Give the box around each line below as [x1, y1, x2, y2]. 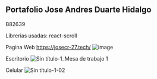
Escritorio [5, 55, 29, 62]
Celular [5, 67, 23, 74]
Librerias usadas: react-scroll [5, 32, 77, 39]
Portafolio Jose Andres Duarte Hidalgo [5, 5, 152, 15]
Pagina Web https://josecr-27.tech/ [5, 43, 91, 50]
